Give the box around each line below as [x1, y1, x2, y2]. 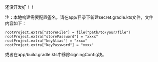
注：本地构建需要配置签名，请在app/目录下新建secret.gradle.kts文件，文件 [5, 14, 154, 20]
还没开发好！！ [5, 4, 35, 10]
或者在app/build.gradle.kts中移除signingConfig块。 [5, 52, 107, 57]
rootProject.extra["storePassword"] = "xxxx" [5, 34, 98, 39]
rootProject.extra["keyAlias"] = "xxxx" [5, 38, 88, 43]
